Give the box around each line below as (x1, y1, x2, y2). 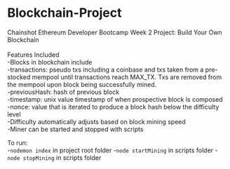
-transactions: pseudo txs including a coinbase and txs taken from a (7, 65, 204, 74)
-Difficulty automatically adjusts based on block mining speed (7, 117, 186, 126)
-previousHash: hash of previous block (7, 88, 120, 96)
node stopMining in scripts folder (7, 153, 102, 162)
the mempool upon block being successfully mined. (7, 80, 157, 88)
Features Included (7, 50, 60, 59)
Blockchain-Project (7, 5, 122, 21)
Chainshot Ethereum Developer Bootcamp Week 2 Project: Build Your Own (7, 28, 222, 36)
